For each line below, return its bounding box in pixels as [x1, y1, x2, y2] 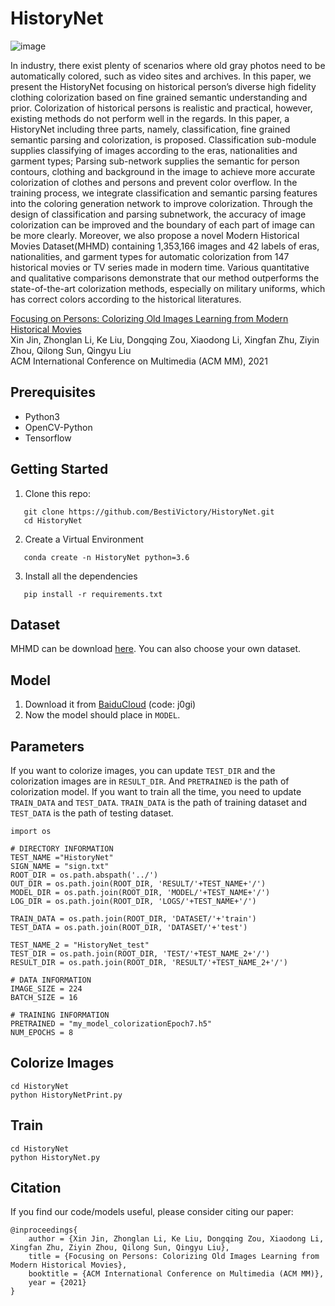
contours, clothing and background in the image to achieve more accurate [10, 165, 316, 177]
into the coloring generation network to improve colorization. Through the [10, 197, 313, 209]
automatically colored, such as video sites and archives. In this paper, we [10, 70, 312, 82]
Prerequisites [10, 384, 96, 401]
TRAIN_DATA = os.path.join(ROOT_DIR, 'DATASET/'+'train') [10, 914, 257, 924]
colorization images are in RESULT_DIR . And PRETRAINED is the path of [10, 775, 290, 787]
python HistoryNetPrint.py [10, 1090, 123, 1100]
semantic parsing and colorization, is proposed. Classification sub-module [10, 133, 317, 146]
